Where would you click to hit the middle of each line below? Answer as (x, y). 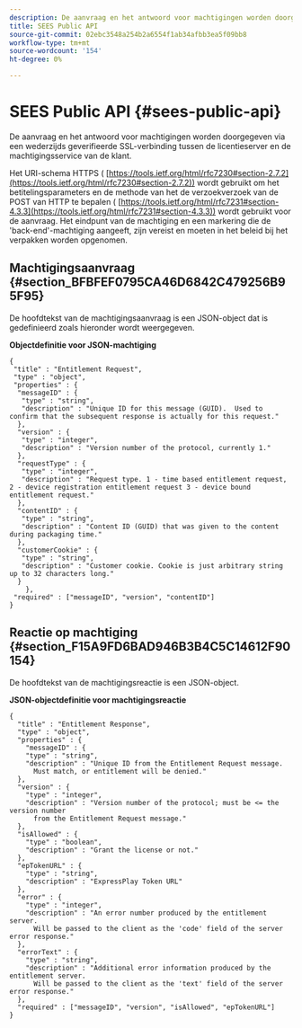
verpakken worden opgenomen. (68, 240)
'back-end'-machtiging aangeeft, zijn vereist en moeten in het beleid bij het (149, 230)
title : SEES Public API (54, 26)
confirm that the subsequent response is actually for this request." (144, 416)
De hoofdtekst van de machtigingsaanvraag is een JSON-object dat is (139, 318)
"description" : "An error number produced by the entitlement (147, 913)
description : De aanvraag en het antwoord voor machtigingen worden (140, 18)
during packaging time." (56, 534)
